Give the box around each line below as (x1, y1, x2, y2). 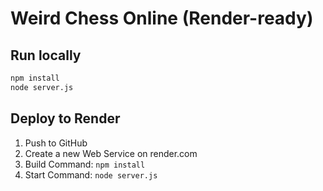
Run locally (10, 47, 82, 64)
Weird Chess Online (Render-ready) (10, 7, 314, 30)
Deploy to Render (10, 110, 121, 127)
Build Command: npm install (24, 158, 146, 170)
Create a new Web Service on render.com (24, 147, 198, 159)
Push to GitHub (24, 137, 88, 149)
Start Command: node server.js (24, 168, 158, 181)
